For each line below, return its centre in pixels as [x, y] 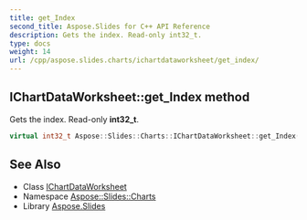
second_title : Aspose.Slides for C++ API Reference [110, 26]
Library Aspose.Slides [64, 205]
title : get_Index [42, 18]
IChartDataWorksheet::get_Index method [130, 97]
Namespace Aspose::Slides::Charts [89, 196]
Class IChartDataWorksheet [75, 186]
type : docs [30, 43]
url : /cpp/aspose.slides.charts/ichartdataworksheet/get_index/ [134, 60]
